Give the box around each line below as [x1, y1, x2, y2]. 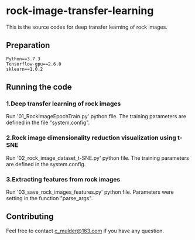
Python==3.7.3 [6, 56, 41, 62]
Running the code [6, 82, 72, 92]
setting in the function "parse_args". [6, 195, 93, 202]
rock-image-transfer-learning [6, 4, 154, 18]
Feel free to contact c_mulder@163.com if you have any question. [6, 227, 165, 234]
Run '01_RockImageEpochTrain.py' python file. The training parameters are [6, 113, 186, 120]
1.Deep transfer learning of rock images [6, 100, 121, 108]
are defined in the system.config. [6, 160, 86, 167]
